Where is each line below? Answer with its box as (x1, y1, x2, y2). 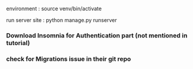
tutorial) (6, 39, 30, 47)
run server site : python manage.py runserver (6, 17, 117, 23)
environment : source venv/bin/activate (6, 5, 102, 12)
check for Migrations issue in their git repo (6, 55, 131, 63)
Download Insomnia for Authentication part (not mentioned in (6, 31, 188, 39)
